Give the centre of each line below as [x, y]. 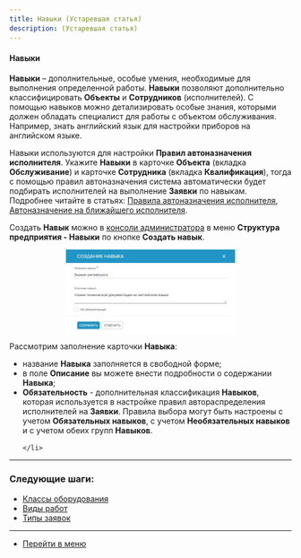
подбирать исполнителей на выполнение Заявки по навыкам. [129, 191]
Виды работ [45, 508]
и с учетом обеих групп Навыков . [87, 431]
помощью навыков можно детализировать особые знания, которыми [143, 107]
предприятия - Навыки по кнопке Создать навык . [107, 237]
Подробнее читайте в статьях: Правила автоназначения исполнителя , [144, 200]
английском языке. [46, 135]
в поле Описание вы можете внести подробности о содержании [147, 373]
